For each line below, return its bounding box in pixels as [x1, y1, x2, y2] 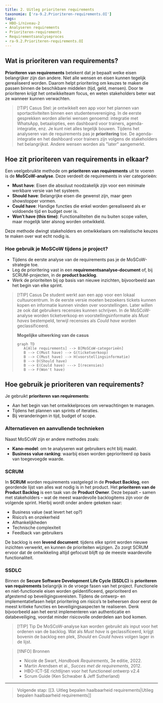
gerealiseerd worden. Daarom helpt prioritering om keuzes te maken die [5, 80, 149, 86]
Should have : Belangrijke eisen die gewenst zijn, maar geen [12, 193, 132, 199]
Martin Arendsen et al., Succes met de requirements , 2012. [24, 663, 142, 669]
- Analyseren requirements [5, 25, 60, 30]
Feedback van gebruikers [12, 530, 63, 536]
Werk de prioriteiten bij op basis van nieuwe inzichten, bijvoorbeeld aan [12, 277, 155, 283]
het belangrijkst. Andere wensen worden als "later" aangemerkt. [16, 141, 146, 147]
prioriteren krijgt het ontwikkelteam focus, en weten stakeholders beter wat [5, 90, 156, 96]
